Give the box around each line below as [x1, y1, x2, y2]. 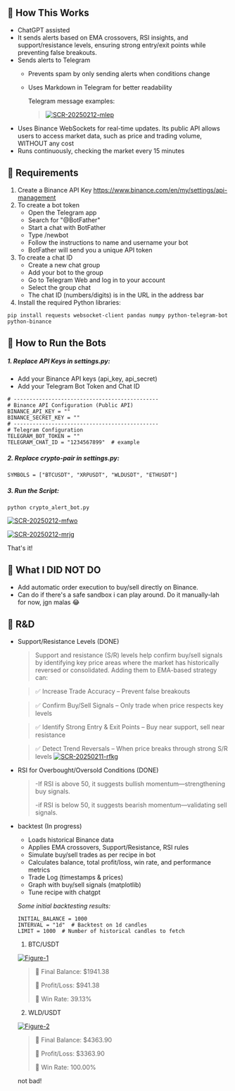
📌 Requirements [7, 167, 79, 179]
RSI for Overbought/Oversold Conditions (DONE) [17, 766, 159, 774]
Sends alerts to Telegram [17, 56, 91, 64]
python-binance [7, 318, 52, 325]
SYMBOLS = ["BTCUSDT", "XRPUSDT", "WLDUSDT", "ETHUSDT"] [7, 471, 178, 478]
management [17, 193, 56, 202]
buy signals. [34, 787, 70, 796]
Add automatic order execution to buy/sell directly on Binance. [17, 583, 198, 591]
